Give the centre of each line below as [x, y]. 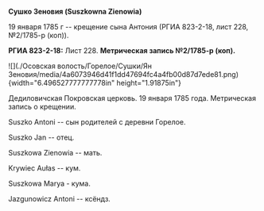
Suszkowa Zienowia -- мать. [55, 153]
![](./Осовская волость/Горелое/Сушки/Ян [80, 66]
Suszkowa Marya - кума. [50, 183]
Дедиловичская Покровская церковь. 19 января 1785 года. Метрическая [132, 98]
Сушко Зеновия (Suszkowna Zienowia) [75, 12]
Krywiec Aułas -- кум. [45, 168]
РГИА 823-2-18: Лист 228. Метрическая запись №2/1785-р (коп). [122, 50]
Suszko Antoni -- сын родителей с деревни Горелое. [97, 122]
